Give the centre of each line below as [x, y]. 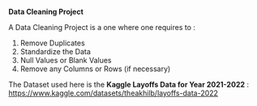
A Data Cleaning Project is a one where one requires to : [102, 27]
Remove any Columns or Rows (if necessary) [95, 69]
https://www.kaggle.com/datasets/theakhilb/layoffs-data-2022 [114, 93]
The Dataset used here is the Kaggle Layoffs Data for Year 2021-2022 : [129, 85]
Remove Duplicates [52, 43]
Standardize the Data [56, 51]
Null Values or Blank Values [66, 60]
